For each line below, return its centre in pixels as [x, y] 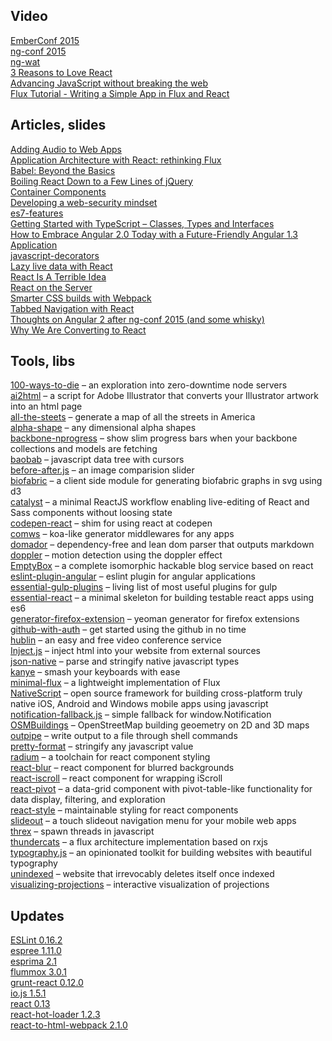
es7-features [37, 213]
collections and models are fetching [84, 449]
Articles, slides [58, 125]
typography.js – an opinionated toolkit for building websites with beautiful [161, 853]
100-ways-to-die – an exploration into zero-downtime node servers [149, 385]
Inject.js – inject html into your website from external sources [135, 651]
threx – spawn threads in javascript [82, 831]
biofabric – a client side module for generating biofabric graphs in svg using [166, 481]
